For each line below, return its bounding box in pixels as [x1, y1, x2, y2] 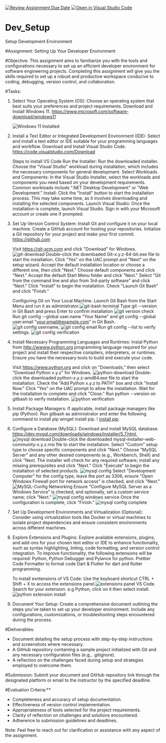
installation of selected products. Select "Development [12, 467, 156, 473]
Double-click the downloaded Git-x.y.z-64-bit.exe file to [45, 251, 160, 257]
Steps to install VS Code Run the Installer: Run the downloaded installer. [12, 158, 159, 164]
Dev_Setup [5, 22, 50, 33]
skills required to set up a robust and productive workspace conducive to [5, 73, 154, 79]
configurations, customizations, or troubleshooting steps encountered [12, 611, 155, 617]
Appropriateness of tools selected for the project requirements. [12, 707, 141, 713]
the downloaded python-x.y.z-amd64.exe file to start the [23, 375, 138, 381]
